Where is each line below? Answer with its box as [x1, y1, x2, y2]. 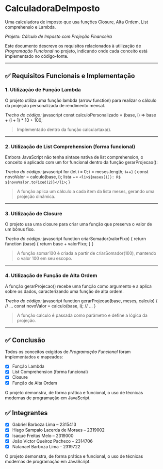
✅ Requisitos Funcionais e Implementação [5, 72, 135, 80]
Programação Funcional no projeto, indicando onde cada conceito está [5, 48, 148, 54]
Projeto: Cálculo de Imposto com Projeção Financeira [5, 33, 113, 39]
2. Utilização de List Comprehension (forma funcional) [5, 143, 136, 150]
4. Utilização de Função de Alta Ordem [5, 272, 98, 279]
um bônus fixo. [5, 226, 35, 232]
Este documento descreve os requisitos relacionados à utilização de [5, 43, 142, 49]
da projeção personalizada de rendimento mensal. [5, 102, 105, 108]
